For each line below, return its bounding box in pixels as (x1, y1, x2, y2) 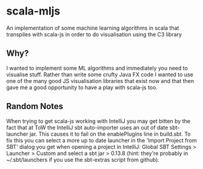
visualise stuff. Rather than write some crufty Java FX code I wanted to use (6, 71, 194, 78)
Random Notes (6, 101, 64, 111)
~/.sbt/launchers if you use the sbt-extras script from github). (6, 156, 159, 163)
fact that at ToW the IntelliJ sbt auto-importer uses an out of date (6, 124, 168, 131)
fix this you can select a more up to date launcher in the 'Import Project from (6, 136, 197, 144)
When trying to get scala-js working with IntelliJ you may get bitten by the (6, 117, 191, 125)
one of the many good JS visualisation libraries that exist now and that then (6, 77, 195, 84)
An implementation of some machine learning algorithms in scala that (6, 24, 179, 31)
